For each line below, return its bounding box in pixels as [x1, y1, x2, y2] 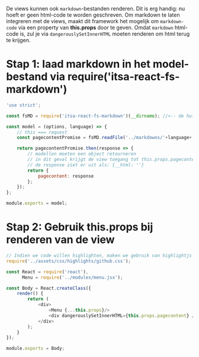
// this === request [17, 129, 68, 135]
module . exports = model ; [6, 200, 68, 207]
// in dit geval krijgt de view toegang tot [27, 157, 139, 163]
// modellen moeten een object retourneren [27, 151, 136, 157]
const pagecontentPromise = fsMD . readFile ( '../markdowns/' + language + [17, 135, 192, 141]
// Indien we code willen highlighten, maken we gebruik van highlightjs [6, 252, 192, 258]
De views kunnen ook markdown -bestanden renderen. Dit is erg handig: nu [6, 5, 185, 12]
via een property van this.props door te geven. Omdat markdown [18, 24, 174, 31]
